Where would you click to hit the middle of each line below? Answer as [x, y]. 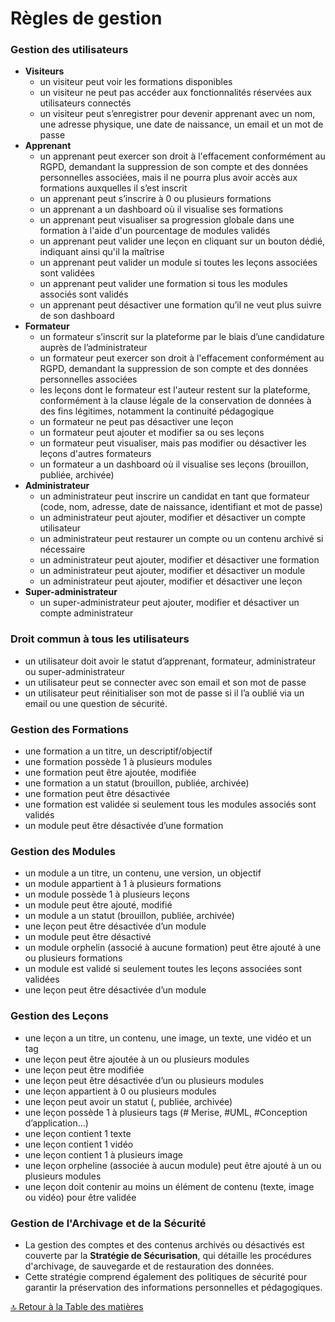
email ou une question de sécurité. [96, 703]
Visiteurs [44, 71]
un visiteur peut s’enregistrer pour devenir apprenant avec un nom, [177, 114]
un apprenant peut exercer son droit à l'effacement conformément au [182, 156]
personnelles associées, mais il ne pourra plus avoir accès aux [168, 178]
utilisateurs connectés [85, 103]
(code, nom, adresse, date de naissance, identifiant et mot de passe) [181, 507]
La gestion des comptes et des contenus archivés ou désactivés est [164, 1244]
